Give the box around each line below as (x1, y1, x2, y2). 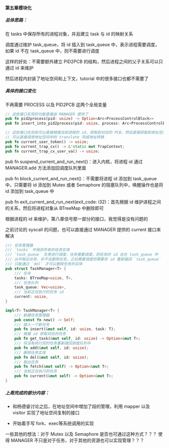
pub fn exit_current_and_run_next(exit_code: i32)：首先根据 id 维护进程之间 (5, 199, 161, 205)
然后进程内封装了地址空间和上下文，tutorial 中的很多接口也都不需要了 (5, 76, 149, 82)
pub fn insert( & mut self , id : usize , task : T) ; (14, 327, 116, 332)
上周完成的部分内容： (5, 390, 49, 396)
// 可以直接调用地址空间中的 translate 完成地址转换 (5, 135, 105, 140)
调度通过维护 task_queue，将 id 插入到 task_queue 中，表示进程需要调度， (5, 41, 160, 47)
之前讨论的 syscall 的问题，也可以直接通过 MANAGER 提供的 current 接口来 (5, 227, 161, 233)
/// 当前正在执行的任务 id (14, 289, 64, 294)
